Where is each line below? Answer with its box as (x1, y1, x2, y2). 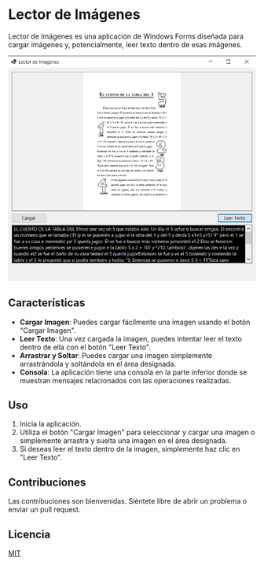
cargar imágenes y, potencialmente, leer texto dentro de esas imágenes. (8, 39, 243, 49)
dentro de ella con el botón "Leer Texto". (19, 342, 151, 352)
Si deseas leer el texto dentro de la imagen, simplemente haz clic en (19, 445, 240, 454)
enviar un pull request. (8, 505, 81, 515)
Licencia (8, 527, 51, 541)
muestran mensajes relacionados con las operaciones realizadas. (19, 375, 232, 385)
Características (8, 297, 86, 310)
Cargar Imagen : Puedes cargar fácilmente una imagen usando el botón (19, 317, 251, 327)
